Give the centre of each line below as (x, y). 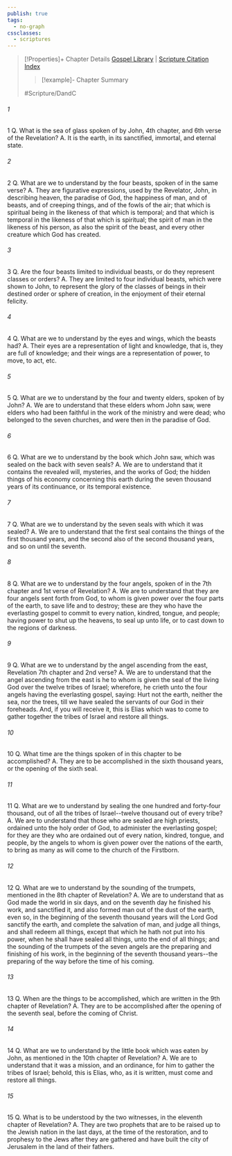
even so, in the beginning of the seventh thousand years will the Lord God (113, 917)
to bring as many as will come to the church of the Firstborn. (93, 850)
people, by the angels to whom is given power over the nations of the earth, (115, 843)
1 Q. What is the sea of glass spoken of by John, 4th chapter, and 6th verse (114, 131)
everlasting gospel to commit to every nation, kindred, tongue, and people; (114, 613)
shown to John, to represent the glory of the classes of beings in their (107, 286)
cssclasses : (24, 33)
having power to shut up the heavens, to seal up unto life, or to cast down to (116, 620)
